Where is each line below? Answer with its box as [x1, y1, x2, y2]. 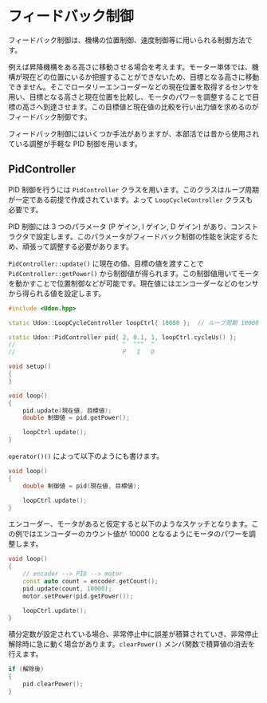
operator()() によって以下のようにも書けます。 [8, 452, 164, 460]
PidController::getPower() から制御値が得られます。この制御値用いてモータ [8, 268, 260, 278]
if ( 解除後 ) [8, 665, 45, 673]
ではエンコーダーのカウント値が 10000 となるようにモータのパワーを [22, 529, 249, 539]
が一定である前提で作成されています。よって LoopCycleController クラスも [8, 195, 253, 204]
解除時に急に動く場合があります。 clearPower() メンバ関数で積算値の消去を [8, 639, 255, 649]
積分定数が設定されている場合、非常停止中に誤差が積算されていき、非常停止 [8, 630, 259, 639]
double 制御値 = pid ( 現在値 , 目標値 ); [22, 482, 141, 490]
